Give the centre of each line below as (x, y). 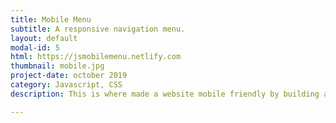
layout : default (44, 38)
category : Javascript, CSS (66, 85)
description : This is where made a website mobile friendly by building (165, 94)
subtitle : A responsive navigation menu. (98, 29)
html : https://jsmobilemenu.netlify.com (96, 57)
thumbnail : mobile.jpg (57, 66)
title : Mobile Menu (51, 19)
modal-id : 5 (35, 47)
